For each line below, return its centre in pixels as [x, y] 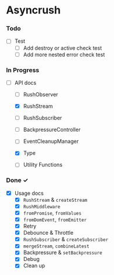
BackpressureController [52, 130]
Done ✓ [17, 180]
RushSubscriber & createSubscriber [66, 239]
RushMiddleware [42, 207]
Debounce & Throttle [48, 233]
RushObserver [41, 95]
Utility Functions [43, 165]
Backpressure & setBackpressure [63, 253]
